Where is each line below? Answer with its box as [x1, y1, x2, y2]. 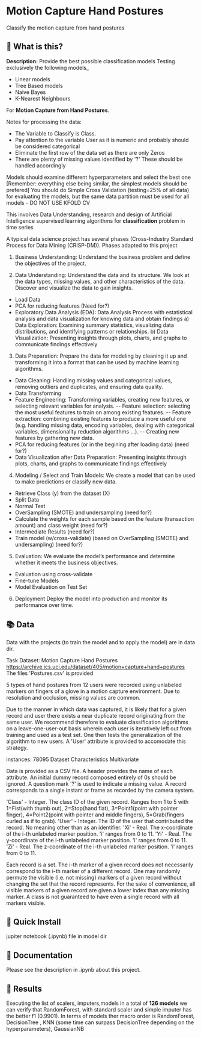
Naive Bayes [14, 89, 46, 96]
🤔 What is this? [6, 42, 63, 52]
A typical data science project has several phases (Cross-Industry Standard [6, 235, 194, 242]
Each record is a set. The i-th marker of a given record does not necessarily [6, 861, 194, 868]
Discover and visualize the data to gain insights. [14, 284, 133, 291]
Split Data [14, 496, 40, 503]
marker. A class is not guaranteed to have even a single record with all [6, 893, 179, 900]
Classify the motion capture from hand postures [6, 24, 125, 31]
